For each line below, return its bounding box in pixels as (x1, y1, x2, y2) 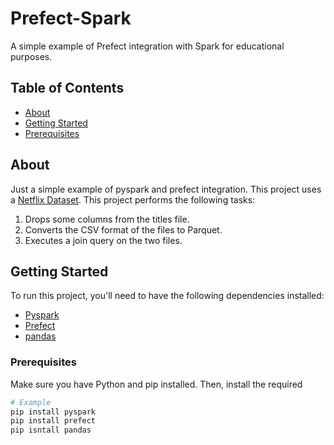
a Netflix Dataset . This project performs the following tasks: (10, 193, 256, 206)
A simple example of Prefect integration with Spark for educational (10, 40, 285, 52)
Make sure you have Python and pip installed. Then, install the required (10, 378, 303, 390)
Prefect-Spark (10, 7, 132, 30)
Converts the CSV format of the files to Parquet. (24, 223, 223, 236)
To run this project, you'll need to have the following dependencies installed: (10, 290, 325, 302)
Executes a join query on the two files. (24, 234, 183, 246)
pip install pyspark (10, 407, 97, 417)
